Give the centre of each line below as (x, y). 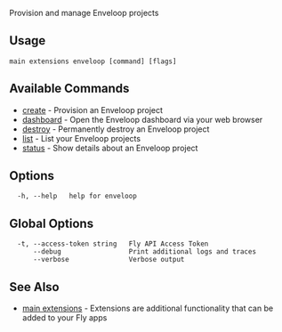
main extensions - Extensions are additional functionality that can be (148, 308)
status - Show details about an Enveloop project (110, 148)
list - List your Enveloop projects (81, 138)
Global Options (52, 223)
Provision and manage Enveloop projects (84, 13)
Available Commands (69, 89)
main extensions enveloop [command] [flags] (93, 61)
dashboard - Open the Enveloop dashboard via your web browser (142, 119)
